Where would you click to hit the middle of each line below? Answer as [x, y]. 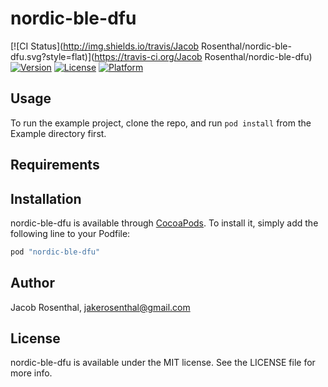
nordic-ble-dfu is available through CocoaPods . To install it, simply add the [164, 223]
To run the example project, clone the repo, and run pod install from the [161, 123]
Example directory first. [58, 133]
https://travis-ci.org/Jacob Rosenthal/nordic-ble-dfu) [203, 56]
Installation [46, 198]
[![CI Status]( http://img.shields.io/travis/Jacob [105, 46]
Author [32, 283]
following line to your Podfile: [70, 233]
